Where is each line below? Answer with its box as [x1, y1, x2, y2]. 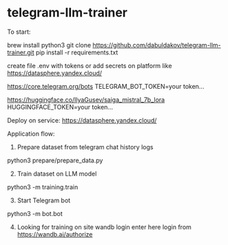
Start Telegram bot [17, 196, 71, 204]
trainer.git [7, 48, 34, 56]
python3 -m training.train [7, 182, 79, 191]
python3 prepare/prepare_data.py [7, 156, 103, 164]
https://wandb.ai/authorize [17, 230, 93, 238]
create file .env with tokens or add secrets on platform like [7, 61, 172, 70]
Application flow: [7, 129, 55, 138]
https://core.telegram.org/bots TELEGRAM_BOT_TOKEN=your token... [7, 82, 205, 90]
